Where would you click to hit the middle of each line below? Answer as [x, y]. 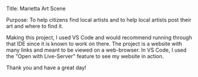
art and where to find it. [35, 26]
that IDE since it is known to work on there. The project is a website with [94, 44]
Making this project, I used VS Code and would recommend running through [99, 37]
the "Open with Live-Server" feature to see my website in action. [85, 56]
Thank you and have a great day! [46, 68]
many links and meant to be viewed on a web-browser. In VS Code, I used [96, 50]
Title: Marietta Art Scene [36, 9]
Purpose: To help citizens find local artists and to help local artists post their [99, 20]
